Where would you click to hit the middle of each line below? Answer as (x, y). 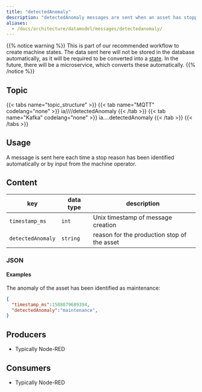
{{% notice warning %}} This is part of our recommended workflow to (93, 46)
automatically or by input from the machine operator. (71, 164)
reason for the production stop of (140, 234)
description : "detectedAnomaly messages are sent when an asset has (94, 17)
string (70, 238)
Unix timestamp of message (133, 217)
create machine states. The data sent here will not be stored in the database (100, 52)
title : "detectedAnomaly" (38, 12)
